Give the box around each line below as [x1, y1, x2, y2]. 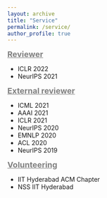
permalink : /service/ [7, 23, 71, 30]
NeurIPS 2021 [17, 72, 58, 81]
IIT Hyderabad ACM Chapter [17, 175, 101, 184]
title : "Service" [7, 17, 58, 24]
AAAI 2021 [17, 109, 49, 117]
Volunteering [7, 160, 58, 170]
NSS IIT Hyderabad [17, 182, 74, 191]
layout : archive [7, 10, 55, 18]
